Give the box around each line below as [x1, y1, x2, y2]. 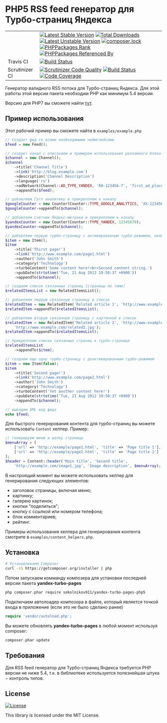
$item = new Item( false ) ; [5, 361, 59, 366]
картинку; [12, 492, 34, 498]
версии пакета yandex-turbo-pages [5, 580, 82, 586]
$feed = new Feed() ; [5, 142, 48, 147]
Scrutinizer [7, 66, 33, 73]
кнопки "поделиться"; [12, 503, 60, 509]
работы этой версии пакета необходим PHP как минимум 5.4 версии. [5, 90, 154, 96]
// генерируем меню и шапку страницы [5, 436, 83, 441]
